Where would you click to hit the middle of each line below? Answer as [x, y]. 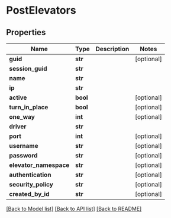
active [18, 97]
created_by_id [29, 194]
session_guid [28, 69]
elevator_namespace [39, 165]
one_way [22, 117]
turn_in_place [29, 107]
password [23, 155]
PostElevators [41, 10]
